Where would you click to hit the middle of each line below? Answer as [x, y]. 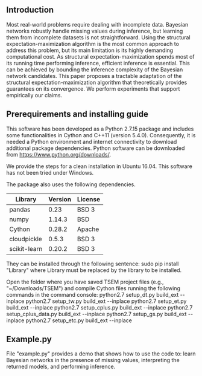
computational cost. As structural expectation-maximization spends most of [100, 56]
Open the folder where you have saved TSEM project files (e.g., [85, 282]
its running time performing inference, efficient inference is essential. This [98, 63]
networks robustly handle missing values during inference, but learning [95, 31]
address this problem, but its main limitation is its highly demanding [90, 50]
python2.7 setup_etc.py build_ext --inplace [79, 320]
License [89, 199]
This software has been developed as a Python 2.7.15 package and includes [100, 129]
